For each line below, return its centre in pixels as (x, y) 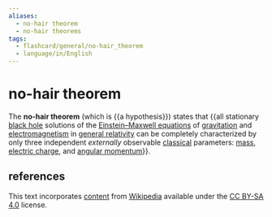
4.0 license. (28, 205)
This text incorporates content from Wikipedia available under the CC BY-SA (136, 196)
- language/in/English (54, 54)
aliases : (23, 16)
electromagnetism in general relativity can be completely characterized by (133, 133)
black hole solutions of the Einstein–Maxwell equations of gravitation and (130, 125)
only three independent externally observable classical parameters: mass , (132, 142)
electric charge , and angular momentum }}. (80, 150)
